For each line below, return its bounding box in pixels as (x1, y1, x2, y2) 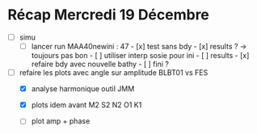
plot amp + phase (31, 116, 91, 126)
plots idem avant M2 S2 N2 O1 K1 (31, 100, 142, 110)
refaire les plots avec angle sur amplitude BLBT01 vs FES (19, 68, 209, 77)
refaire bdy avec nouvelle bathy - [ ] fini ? (31, 59, 169, 69)
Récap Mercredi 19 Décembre (7, 6, 209, 24)
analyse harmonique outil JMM (31, 84, 135, 94)
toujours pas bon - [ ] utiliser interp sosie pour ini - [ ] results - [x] (31, 51, 250, 61)
